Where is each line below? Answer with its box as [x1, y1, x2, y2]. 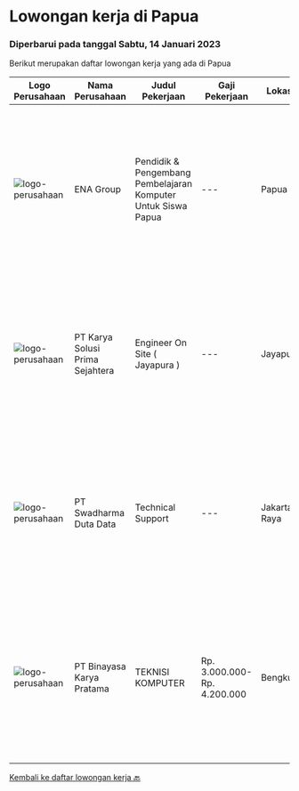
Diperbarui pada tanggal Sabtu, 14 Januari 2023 [9, 38, 221, 51]
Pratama [74, 682, 109, 695]
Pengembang [134, 166, 191, 179]
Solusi [74, 343, 101, 355]
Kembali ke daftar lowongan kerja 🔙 [9, 772, 141, 783]
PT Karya [74, 331, 113, 343]
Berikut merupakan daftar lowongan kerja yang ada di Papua [9, 58, 231, 69]
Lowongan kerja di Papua [9, 6, 199, 27]
